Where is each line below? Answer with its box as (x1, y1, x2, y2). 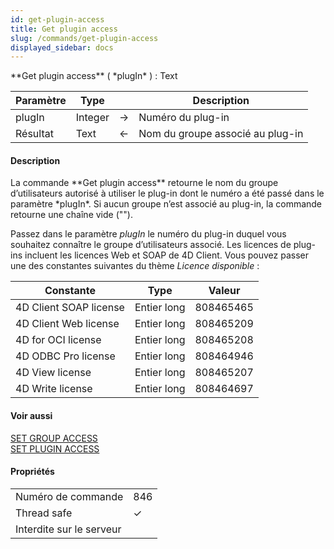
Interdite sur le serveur (15, 522, 122, 536)
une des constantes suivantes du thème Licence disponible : (10, 260, 260, 272)
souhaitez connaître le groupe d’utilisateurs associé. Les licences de (10, 239, 292, 251)
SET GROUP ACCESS (10, 432, 98, 444)
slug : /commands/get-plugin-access (10, 33, 159, 43)
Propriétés (10, 466, 55, 478)
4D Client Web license (15, 317, 120, 331)
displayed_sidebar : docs (10, 42, 114, 53)
